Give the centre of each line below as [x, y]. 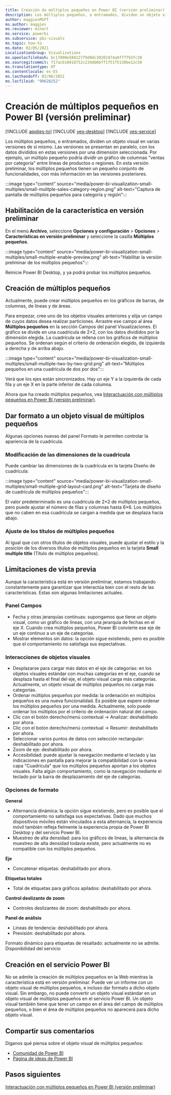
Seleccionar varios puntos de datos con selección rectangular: [78, 739]
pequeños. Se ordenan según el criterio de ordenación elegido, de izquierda [85, 343]
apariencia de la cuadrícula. [34, 441]
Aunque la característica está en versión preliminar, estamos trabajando [81, 582]
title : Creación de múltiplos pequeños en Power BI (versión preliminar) [85, 10]
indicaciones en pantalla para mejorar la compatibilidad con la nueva [84, 760]
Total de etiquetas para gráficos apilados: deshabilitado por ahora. [82, 888]
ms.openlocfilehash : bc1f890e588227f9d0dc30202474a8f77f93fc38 [74, 57]
